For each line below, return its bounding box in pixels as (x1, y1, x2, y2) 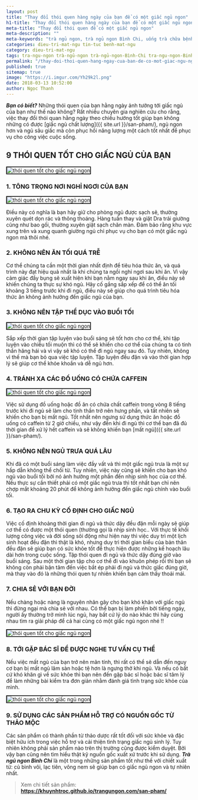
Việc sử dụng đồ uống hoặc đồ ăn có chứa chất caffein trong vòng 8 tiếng (6, 400, 186, 408)
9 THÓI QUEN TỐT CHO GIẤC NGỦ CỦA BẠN (6, 150, 171, 160)
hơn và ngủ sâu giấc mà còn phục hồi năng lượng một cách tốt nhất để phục (6, 127, 192, 134)
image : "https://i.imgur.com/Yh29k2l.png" (6, 75, 112, 80)
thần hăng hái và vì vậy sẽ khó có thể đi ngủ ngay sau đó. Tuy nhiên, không (6, 347, 190, 354)
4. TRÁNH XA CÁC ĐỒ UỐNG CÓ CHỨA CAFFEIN (6, 374, 147, 383)
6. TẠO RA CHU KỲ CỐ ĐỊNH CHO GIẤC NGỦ (6, 507, 134, 515)
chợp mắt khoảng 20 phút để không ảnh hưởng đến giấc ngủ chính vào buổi (6, 485, 191, 493)
